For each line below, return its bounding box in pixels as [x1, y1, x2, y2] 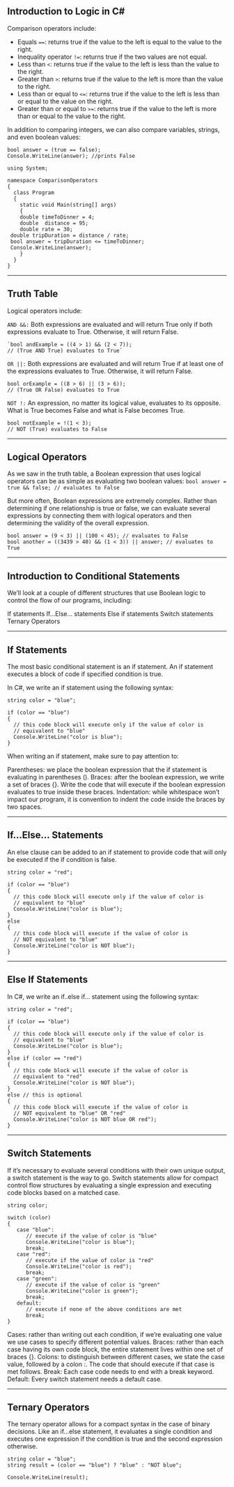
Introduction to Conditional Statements [7, 570, 180, 582]
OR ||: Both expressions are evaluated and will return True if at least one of [7, 359, 224, 367]
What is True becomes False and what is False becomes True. [7, 406, 185, 414]
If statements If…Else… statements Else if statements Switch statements [7, 610, 214, 618]
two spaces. [7, 803, 42, 811]
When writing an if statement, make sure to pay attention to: [7, 752, 179, 761]
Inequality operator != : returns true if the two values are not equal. [17, 52, 208, 61]
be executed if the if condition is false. [7, 855, 117, 863]
